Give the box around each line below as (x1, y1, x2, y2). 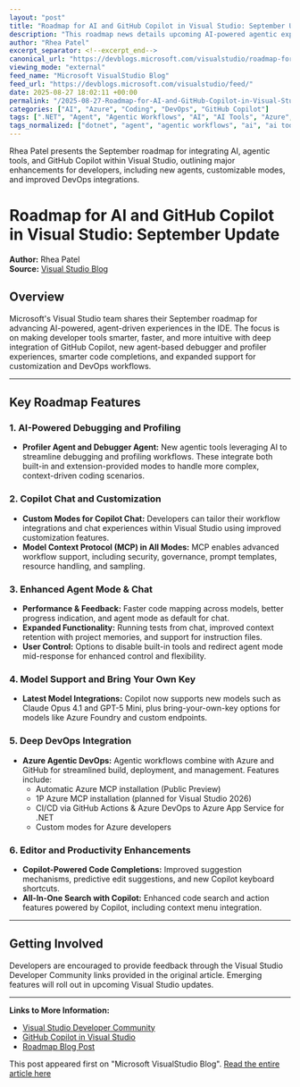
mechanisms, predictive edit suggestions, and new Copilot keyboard (21, 873, 275, 884)
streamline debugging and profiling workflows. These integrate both (21, 451, 273, 462)
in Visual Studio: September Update (9, 224, 280, 245)
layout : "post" (9, 13, 66, 22)
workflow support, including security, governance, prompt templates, (21, 551, 278, 561)
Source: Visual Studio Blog (9, 263, 109, 274)
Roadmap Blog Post (21, 1041, 96, 1051)
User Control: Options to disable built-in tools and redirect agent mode (21, 641, 284, 653)
